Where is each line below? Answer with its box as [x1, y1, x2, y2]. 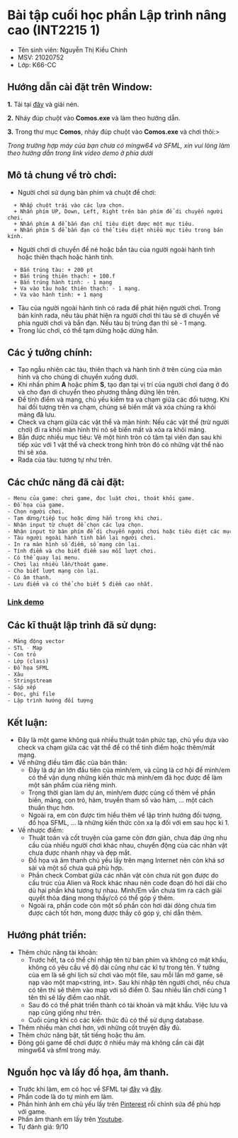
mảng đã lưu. [17, 411, 57, 419]
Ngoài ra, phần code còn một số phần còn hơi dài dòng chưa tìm [28, 901, 217, 909]
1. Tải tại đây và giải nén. [7, 100, 79, 108]
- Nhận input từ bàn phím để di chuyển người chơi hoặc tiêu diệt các [7, 528, 220, 535]
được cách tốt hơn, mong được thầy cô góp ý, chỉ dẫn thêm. [28, 909, 203, 917]
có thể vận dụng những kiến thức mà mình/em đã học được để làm [28, 773, 223, 782]
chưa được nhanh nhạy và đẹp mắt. [28, 848, 132, 857]
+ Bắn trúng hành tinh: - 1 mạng [13, 278, 113, 286]
